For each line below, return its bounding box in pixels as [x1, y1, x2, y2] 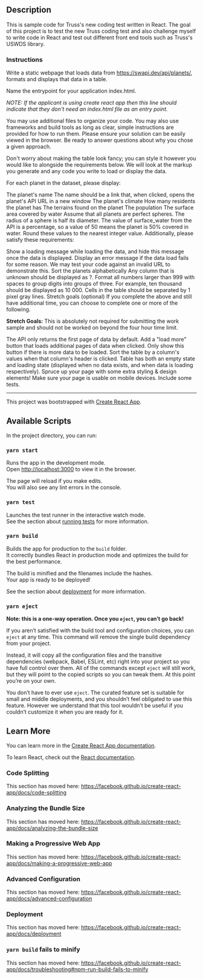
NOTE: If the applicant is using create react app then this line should [6, 99, 177, 107]
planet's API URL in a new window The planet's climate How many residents [6, 197, 196, 205]
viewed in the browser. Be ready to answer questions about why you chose [6, 136, 193, 144]
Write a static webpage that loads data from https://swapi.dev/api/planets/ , [6, 69, 193, 76]
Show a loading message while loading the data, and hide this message [6, 248, 184, 255]
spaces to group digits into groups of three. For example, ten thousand [6, 280, 182, 287]
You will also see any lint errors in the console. [6, 484, 122, 491]
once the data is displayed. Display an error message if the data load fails [6, 254, 189, 262]
